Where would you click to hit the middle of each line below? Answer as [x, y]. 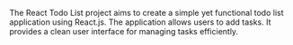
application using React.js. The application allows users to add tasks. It [140, 22]
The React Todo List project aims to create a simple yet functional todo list [147, 13]
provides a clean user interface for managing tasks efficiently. [124, 31]
